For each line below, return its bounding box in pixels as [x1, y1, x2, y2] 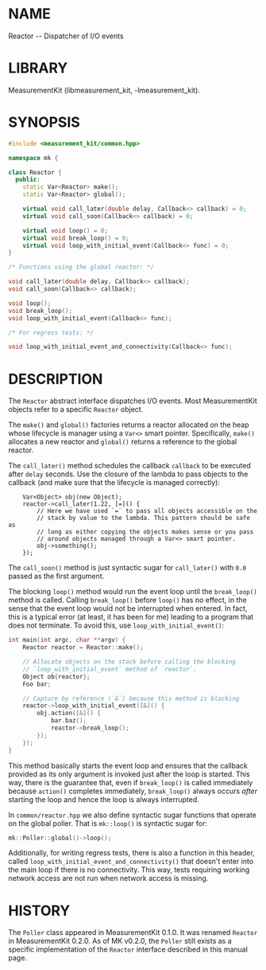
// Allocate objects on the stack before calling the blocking [22, 658, 237, 666]
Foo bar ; [22, 680, 52, 688]
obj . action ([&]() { [37, 710, 102, 718]
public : [15, 176, 41, 184]
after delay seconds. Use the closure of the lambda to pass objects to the [8, 469, 249, 479]
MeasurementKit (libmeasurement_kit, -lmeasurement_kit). [8, 85, 201, 95]
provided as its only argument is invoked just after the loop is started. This [8, 769, 250, 779]
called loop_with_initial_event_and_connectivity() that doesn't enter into [8, 857, 254, 866]
